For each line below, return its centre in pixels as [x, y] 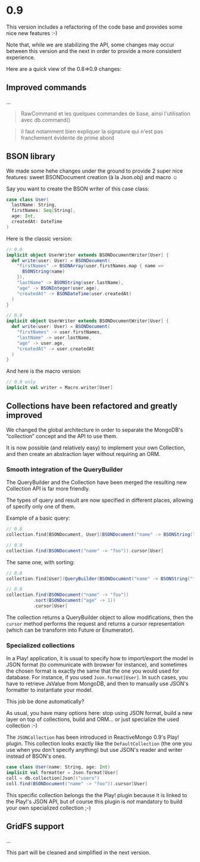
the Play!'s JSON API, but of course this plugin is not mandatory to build [94, 801]
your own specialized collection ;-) [49, 808]
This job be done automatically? [45, 702]
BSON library [31, 156]
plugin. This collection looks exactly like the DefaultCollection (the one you [99, 744]
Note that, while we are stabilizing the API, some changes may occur [90, 45]
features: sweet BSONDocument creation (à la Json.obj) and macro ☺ [92, 177]
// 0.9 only [21, 382]
